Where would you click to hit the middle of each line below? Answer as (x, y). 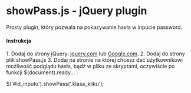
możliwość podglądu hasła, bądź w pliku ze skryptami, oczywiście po (90, 67)
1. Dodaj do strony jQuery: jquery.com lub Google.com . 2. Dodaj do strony (95, 54)
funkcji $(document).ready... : (42, 72)
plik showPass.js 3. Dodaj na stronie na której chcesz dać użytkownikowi (95, 60)
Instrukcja (19, 41)
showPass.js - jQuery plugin (77, 11)
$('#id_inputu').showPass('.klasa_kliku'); (55, 84)
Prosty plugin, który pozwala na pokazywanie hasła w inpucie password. (94, 27)
